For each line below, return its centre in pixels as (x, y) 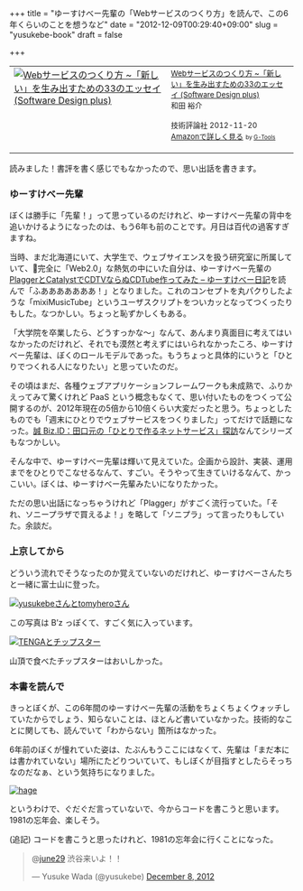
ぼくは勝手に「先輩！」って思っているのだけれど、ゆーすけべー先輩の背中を (151, 216)
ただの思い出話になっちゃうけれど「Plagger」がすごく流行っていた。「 (140, 503)
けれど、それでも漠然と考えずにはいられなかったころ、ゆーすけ (174, 344)
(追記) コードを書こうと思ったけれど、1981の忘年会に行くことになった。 (144, 839)
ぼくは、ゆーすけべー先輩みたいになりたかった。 (131, 484)
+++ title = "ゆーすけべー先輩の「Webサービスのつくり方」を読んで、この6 (149, 13)
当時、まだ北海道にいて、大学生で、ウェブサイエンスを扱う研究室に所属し (147, 257)
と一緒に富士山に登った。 (57, 584)
